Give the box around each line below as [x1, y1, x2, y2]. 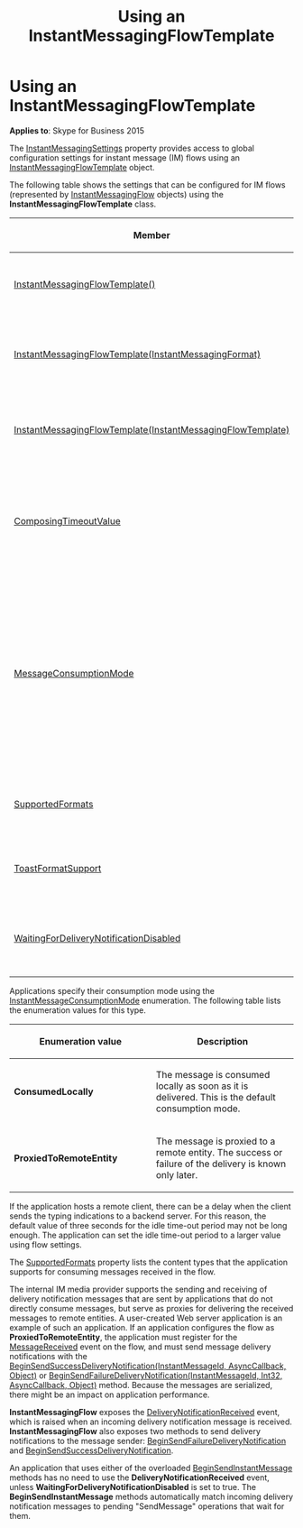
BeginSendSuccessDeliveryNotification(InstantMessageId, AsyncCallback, [9, 1360, 287, 1371]
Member [133, 228, 171, 241]
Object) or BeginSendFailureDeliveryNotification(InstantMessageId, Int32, [9, 1369, 283, 1381]
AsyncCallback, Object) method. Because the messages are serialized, [9, 1379, 273, 1390]
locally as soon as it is [156, 1080, 249, 1092]
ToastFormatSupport [14, 861, 102, 874]
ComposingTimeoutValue [14, 514, 122, 527]
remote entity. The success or [156, 1146, 283, 1158]
